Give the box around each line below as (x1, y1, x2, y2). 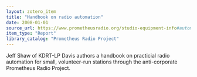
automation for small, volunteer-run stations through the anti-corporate (6, 58, 178, 65)
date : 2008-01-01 (6, 19, 49, 25)
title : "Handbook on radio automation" (6, 14, 104, 20)
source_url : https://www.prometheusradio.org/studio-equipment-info (6, 25, 177, 31)
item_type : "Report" (6, 31, 57, 36)
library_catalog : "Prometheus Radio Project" (6, 36, 119, 42)
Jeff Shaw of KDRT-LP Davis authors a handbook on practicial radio (6, 52, 170, 59)
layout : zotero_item (6, 8, 57, 15)
